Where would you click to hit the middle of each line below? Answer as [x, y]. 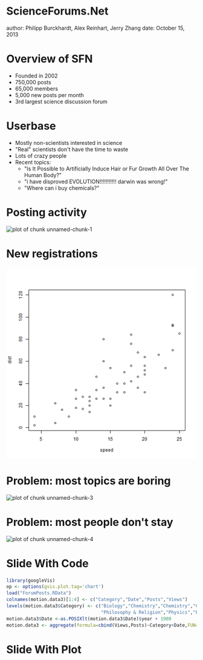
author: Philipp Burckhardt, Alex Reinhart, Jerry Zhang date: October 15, [95, 28]
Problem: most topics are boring [89, 481]
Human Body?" [43, 175]
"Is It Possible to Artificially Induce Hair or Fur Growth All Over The [106, 169]
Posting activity [47, 212]
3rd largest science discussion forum [61, 101]
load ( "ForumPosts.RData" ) [39, 593]
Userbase [31, 126]
